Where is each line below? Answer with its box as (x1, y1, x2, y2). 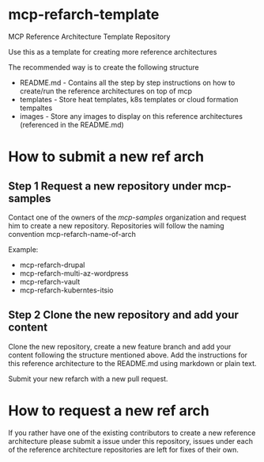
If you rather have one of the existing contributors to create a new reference (8, 428, 256, 437)
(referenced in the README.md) (19, 120, 124, 129)
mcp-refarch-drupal (19, 260, 85, 269)
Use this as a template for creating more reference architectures (8, 47, 217, 56)
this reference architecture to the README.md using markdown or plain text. (8, 358, 257, 368)
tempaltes (19, 103, 53, 113)
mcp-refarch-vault (19, 277, 81, 286)
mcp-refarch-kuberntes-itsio (19, 285, 114, 295)
